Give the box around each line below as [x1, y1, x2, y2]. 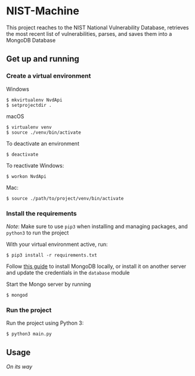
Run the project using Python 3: [6, 319, 84, 326]
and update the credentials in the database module [6, 269, 130, 276]
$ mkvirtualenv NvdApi [6, 97, 63, 103]
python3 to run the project [6, 229, 69, 236]
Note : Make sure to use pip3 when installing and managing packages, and [6, 223, 188, 230]
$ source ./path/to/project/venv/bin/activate [6, 195, 124, 201]
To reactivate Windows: [6, 162, 64, 169]
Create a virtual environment [6, 72, 91, 80]
